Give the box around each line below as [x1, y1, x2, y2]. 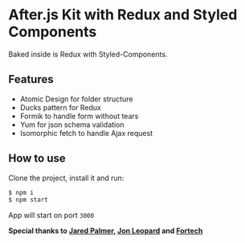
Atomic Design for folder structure [19, 94, 133, 104]
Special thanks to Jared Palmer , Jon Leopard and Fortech [8, 226, 203, 236]
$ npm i [8, 188, 35, 196]
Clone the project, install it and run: [8, 173, 125, 183]
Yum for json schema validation [19, 119, 125, 130]
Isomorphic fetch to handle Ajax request [19, 128, 153, 138]
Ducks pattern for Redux [19, 102, 102, 112]
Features [8, 72, 54, 86]
